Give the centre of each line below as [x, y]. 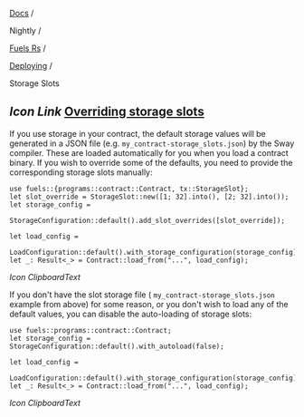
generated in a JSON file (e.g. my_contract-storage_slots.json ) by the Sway [152, 143]
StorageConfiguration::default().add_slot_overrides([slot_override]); [147, 220]
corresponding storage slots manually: [81, 172]
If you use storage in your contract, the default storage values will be [138, 133]
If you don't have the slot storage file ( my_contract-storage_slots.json [142, 295]
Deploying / [31, 66]
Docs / [22, 13]
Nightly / [25, 30]
